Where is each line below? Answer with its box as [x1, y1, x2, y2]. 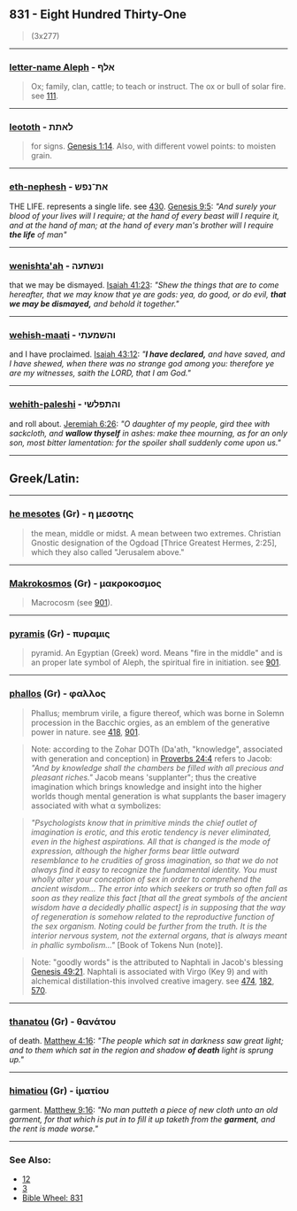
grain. [30, 150, 53, 161]
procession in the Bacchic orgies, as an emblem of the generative [30, 717, 270, 728]
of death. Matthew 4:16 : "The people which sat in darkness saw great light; [9, 1035, 285, 1045]
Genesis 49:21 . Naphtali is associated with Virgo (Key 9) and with [30, 966, 268, 976]
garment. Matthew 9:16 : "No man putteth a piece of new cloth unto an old [9, 1105, 278, 1115]
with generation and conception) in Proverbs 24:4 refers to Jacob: [30, 752, 272, 764]
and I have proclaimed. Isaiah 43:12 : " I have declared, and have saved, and [9, 349, 286, 359]
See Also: [9, 1154, 51, 1167]
